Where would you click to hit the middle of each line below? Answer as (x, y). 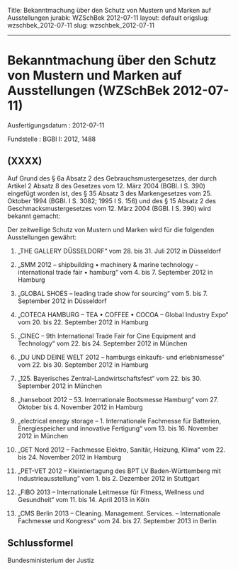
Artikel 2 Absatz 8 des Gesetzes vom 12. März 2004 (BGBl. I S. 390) (106, 186)
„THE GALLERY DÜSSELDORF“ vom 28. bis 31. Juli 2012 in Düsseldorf (119, 251)
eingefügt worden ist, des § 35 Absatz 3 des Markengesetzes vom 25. (110, 193)
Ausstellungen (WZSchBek (89, 91)
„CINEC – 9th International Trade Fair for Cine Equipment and (107, 336)
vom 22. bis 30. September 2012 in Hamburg (83, 365)
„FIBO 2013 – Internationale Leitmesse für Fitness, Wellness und (111, 492)
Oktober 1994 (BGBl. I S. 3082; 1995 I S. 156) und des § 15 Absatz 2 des (112, 200)
